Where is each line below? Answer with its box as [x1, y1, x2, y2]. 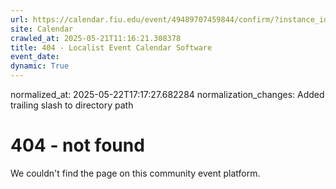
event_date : [10, 52, 60, 62]
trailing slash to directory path [10, 99, 134, 111]
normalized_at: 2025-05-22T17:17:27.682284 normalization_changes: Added [10, 89, 325, 100]
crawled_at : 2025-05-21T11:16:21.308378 [10, 33, 182, 43]
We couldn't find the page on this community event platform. [10, 167, 261, 179]
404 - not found [10, 134, 145, 157]
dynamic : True [10, 61, 70, 71]
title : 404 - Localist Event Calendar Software [10, 42, 213, 53]
